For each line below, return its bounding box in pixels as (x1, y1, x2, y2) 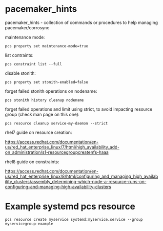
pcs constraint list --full (5, 62, 62, 66)
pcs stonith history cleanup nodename (5, 98, 84, 103)
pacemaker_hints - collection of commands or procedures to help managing (5, 20, 158, 25)
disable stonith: (5, 70, 36, 76)
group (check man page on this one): (5, 111, 80, 117)
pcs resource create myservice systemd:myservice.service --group (5, 217, 143, 222)
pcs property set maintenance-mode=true (5, 43, 89, 48)
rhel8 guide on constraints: (5, 159, 60, 165)
